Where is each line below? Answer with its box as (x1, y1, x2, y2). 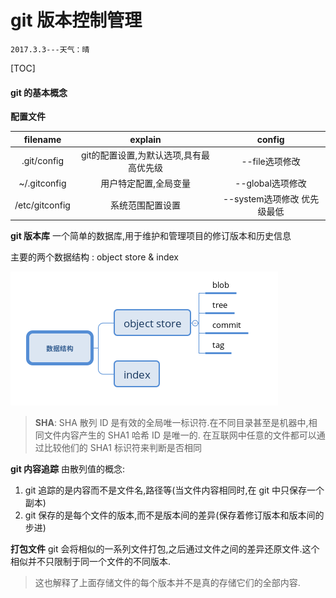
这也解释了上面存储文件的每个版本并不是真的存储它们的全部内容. (34, 576, 301, 588)
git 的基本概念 (10, 86, 68, 98)
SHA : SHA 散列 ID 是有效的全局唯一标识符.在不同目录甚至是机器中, (34, 416, 309, 428)
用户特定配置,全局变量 (100, 177, 191, 190)
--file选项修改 (241, 155, 301, 167)
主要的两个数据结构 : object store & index (10, 251, 179, 263)
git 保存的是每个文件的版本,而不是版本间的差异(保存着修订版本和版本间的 (24, 509, 325, 521)
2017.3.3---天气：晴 (10, 44, 90, 55)
